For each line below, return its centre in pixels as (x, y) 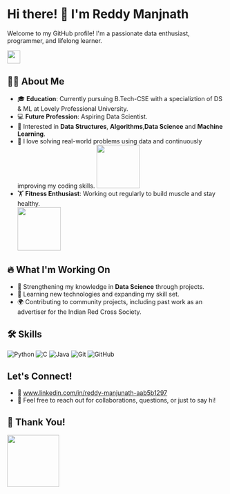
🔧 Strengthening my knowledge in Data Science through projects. (111, 286)
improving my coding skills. (56, 186)
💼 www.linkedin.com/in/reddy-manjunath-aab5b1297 (92, 393)
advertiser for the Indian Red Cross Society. (79, 312)
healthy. (28, 203)
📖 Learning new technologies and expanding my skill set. (98, 294)
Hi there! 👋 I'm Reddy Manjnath (98, 14)
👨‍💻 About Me (36, 81)
